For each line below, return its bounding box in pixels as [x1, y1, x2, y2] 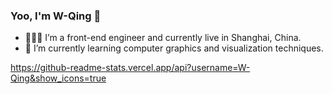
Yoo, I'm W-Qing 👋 [10, 9, 102, 23]
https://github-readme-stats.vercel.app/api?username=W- [10, 62, 251, 74]
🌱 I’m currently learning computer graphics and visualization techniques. [24, 42, 324, 54]
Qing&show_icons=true [10, 72, 107, 84]
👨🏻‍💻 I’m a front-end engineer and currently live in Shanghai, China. [24, 32, 302, 44]
